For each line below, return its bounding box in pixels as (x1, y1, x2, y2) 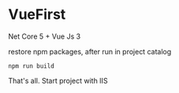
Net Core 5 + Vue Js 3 (8, 32, 81, 41)
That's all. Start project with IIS (8, 76, 108, 85)
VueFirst (8, 6, 66, 24)
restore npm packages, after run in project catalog (8, 46, 172, 56)
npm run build (8, 61, 55, 70)
